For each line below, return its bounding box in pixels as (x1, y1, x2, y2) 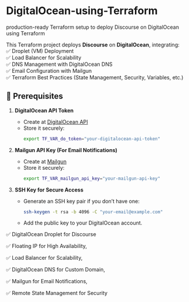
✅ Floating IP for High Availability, (6, 243, 87, 250)
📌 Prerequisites (6, 91, 63, 101)
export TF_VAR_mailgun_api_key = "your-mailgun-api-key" (23, 175, 160, 182)
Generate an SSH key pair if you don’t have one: (23, 197, 140, 204)
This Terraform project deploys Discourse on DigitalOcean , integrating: (6, 41, 180, 48)
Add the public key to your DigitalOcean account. (23, 219, 143, 227)
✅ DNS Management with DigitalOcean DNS (6, 61, 113, 68)
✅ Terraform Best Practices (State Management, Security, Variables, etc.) (6, 73, 184, 80)
